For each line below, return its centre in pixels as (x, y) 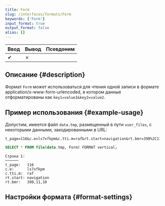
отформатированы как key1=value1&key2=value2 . (55, 97)
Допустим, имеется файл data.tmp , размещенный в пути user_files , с (79, 124)
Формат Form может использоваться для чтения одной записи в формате (82, 87)
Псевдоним (60, 49)
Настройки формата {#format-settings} (69, 197)
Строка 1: (15, 156)
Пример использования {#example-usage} (74, 113)
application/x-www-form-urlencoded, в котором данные (63, 92)
